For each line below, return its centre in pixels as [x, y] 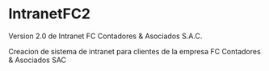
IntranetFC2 [50, 14]
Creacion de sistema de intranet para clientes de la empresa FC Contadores [134, 51]
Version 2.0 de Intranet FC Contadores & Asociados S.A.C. [105, 36]
